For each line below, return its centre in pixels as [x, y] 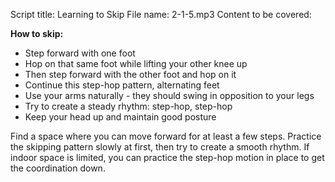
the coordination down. [58, 168]
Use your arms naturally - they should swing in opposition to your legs [169, 95]
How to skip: [37, 33]
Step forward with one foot [80, 53]
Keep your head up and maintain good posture [120, 117]
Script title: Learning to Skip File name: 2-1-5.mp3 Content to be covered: [161, 14]
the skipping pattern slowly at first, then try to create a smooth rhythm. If [160, 147]
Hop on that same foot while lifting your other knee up [136, 63]
